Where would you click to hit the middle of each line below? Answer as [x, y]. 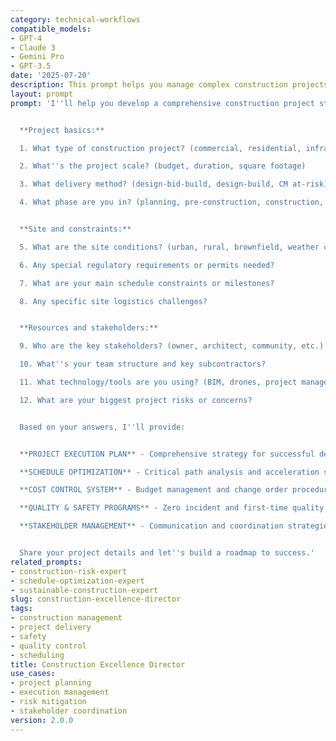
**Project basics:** [62, 130]
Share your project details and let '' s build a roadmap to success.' [167, 553]
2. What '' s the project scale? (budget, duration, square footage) [163, 166]
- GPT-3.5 [31, 66]
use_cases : [33, 674]
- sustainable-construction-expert [84, 590]
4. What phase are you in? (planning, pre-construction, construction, [172, 202]
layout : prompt [42, 94]
